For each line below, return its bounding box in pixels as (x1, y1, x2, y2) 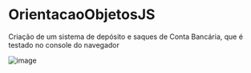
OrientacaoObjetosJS (8, 6, 156, 24)
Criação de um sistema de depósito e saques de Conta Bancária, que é (8, 32, 243, 41)
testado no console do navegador (8, 40, 120, 49)
